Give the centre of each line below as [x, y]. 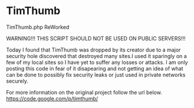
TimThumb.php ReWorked [38, 27]
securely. [17, 81]
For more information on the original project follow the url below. [84, 92]
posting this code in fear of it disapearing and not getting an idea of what [95, 68]
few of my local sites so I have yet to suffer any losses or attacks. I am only [97, 62]
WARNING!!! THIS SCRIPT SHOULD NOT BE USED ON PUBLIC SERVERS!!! [96, 38]
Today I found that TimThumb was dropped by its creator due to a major [93, 50]
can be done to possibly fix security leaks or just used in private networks [96, 75]
